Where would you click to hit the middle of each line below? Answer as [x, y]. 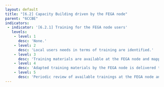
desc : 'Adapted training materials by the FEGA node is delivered [87, 68]
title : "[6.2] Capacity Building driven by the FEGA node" [66, 14]
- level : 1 [25, 37]
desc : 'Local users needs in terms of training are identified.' [86, 50]
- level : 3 [25, 54]
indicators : [17, 23]
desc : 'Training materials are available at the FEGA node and [84, 59]
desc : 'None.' [32, 41]
